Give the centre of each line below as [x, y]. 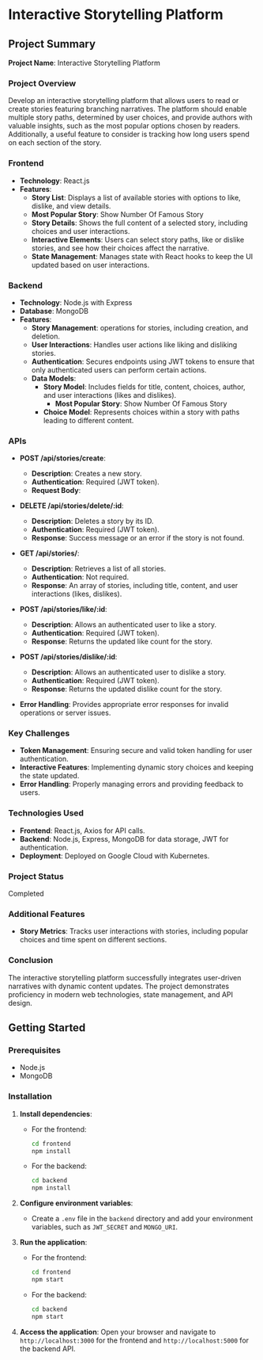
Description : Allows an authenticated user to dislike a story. [129, 672]
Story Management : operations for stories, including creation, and [140, 327]
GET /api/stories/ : [49, 553]
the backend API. [48, 1348]
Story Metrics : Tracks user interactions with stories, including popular [134, 931]
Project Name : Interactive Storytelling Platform [84, 63]
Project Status [36, 876]
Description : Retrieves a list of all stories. [99, 569]
